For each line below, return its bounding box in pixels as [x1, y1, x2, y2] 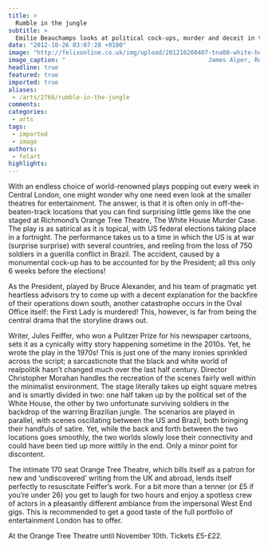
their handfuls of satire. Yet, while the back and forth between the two [8, 424, 238, 434]
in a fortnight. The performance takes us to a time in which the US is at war [8, 233, 255, 242]
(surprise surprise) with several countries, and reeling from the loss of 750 [8, 241, 253, 251]
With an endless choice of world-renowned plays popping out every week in [8, 182, 259, 191]
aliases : [8, 85, 37, 94]
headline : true [8, 64, 59, 72]
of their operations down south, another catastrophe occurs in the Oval [8, 299, 242, 308]
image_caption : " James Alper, [8, 57, 251, 65]
